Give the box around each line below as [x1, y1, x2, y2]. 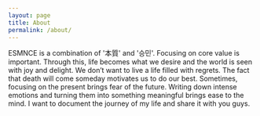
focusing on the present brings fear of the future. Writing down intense [8, 82, 237, 92]
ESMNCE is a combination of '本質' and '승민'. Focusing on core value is [8, 49, 240, 58]
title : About [8, 19, 51, 27]
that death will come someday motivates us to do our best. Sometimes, [8, 74, 238, 83]
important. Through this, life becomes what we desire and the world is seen [8, 57, 253, 67]
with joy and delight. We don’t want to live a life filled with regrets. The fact [8, 66, 250, 75]
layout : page [8, 11, 51, 20]
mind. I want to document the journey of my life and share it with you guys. [8, 99, 251, 108]
